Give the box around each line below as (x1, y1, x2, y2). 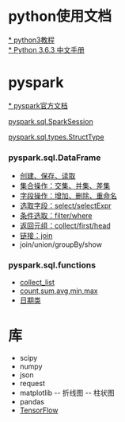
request (19, 379, 45, 389)
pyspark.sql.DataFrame (8, 152, 101, 163)
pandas (19, 397, 45, 407)
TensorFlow (19, 405, 59, 415)
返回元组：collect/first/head (19, 221, 111, 231)
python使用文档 (8, 7, 112, 25)
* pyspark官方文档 (8, 100, 69, 110)
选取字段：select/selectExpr (19, 201, 112, 211)
